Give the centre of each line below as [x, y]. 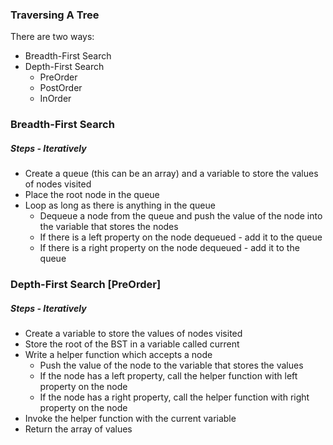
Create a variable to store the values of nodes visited [133, 334]
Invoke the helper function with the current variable [130, 419]
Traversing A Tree [55, 15]
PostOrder [61, 88]
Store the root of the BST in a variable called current [132, 344]
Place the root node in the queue [92, 195]
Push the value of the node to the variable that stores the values [171, 365]
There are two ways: [52, 37]
